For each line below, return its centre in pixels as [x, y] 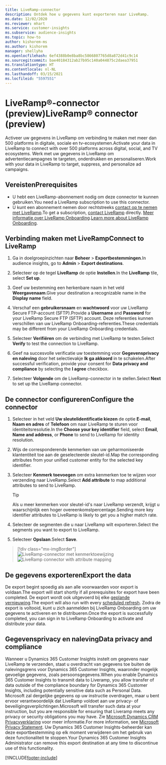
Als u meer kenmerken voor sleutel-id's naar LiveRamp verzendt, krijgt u [86, 505]
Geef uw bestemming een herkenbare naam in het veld [68, 288]
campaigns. [17, 169]
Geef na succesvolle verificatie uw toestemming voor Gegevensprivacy [86, 353]
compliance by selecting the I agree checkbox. [60, 369]
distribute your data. [26, 624]
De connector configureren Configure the [70, 399]
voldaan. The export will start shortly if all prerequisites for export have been [82, 592]
